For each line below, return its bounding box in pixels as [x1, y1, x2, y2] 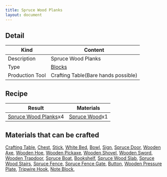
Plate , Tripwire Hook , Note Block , [5, 166, 75, 172]
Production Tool [8, 72, 46, 79]
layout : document [5, 12, 42, 17]
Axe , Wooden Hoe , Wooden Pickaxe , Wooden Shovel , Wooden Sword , [5, 149, 153, 155]
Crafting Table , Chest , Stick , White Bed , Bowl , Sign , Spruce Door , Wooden [5, 144, 161, 150]
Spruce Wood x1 [68, 113, 108, 121]
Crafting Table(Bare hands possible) [51, 72, 138, 79]
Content [84, 47, 105, 54]
